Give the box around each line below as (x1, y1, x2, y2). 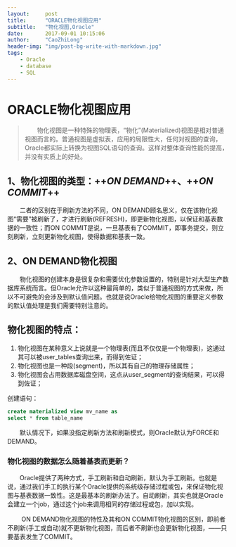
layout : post (7, 10, 58, 18)
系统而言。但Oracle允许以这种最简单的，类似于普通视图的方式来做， (19, 284, 218, 292)
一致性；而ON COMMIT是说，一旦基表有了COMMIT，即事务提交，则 (19, 224, 218, 232)
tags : (7, 50, 23, 57)
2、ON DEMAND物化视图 (7, 255, 117, 267)
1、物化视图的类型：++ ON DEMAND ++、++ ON (7, 175, 214, 187)
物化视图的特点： (7, 324, 81, 336)
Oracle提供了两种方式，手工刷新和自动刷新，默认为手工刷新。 (20, 473, 199, 482)
